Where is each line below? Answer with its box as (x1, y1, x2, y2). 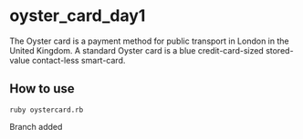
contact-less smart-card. (31, 55, 126, 65)
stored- (266, 45, 294, 55)
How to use (9, 81, 75, 96)
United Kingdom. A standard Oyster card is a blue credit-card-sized (9, 45, 265, 55)
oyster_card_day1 (9, 5, 146, 26)
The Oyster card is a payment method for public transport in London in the (9, 35, 289, 46)
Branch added (9, 121, 63, 132)
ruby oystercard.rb (9, 105, 84, 114)
